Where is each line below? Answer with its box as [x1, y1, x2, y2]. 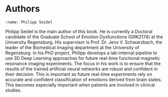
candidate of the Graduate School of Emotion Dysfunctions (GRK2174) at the [5, 34, 163, 40]
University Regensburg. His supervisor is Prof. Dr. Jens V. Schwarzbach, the [5, 39, 163, 45]
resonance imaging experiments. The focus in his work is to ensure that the [5, 60, 161, 66]
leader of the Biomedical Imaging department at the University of [5, 44, 139, 50]
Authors [5, 3, 40, 15]
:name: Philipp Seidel [5, 20, 53, 25]
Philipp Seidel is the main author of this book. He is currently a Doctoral [5, 28, 153, 34]
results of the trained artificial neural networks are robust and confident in [5, 66, 158, 72]
